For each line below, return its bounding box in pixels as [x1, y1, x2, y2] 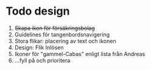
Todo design [5, 4, 70, 18]
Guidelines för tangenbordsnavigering [14, 30, 110, 38]
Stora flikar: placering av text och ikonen [14, 37, 116, 44]
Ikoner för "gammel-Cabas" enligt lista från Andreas [14, 50, 146, 57]
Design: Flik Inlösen [14, 44, 64, 51]
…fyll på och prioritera [14, 57, 71, 64]
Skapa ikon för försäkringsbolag [14, 24, 95, 32]
